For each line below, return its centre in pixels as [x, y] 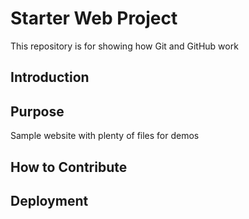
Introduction [50, 77]
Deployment [49, 200]
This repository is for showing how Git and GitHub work [124, 46]
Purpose [37, 111]
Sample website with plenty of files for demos [105, 136]
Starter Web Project [94, 18]
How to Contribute [69, 167]
